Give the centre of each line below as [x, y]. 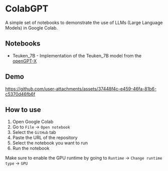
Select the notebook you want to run [50, 143]
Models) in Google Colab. [31, 27]
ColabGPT [27, 9]
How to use [23, 110]
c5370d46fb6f [20, 94]
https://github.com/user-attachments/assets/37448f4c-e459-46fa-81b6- [81, 88]
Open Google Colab [33, 122]
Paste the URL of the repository [45, 137]
